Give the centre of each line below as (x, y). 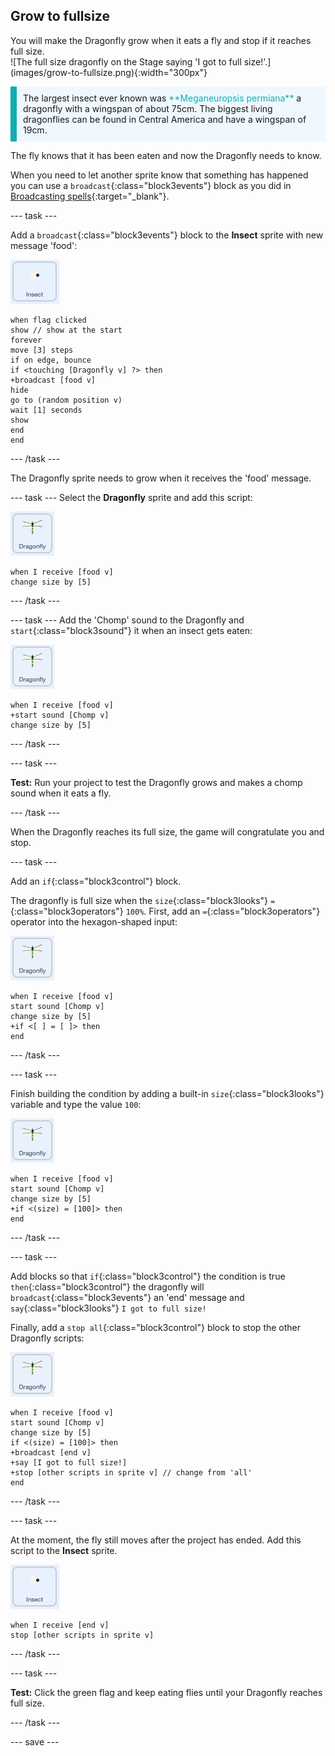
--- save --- (35, 1741)
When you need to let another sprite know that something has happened (159, 175)
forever (26, 340)
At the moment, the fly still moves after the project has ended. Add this (156, 1540)
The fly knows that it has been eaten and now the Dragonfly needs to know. (166, 155)
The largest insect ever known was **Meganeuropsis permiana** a (162, 98)
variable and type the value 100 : (76, 1104)
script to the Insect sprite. (64, 1550)
